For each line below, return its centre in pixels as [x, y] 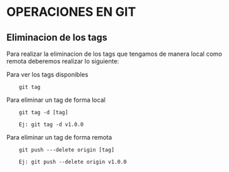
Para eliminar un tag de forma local [56, 100]
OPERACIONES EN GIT [71, 12]
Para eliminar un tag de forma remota [59, 137]
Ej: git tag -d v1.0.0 [51, 125]
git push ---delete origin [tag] [67, 150]
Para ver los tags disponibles [47, 74]
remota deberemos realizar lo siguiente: [63, 61]
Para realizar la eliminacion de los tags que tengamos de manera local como [115, 54]
